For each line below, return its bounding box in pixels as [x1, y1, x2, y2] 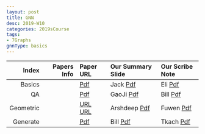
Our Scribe [160, 62, 193, 71]
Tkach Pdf [160, 117, 191, 125]
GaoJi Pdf [110, 90, 139, 98]
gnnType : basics [6, 43, 48, 49]
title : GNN [6, 15, 34, 21]
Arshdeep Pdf [110, 104, 151, 112]
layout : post [6, 9, 40, 15]
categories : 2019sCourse [6, 26, 70, 32]
